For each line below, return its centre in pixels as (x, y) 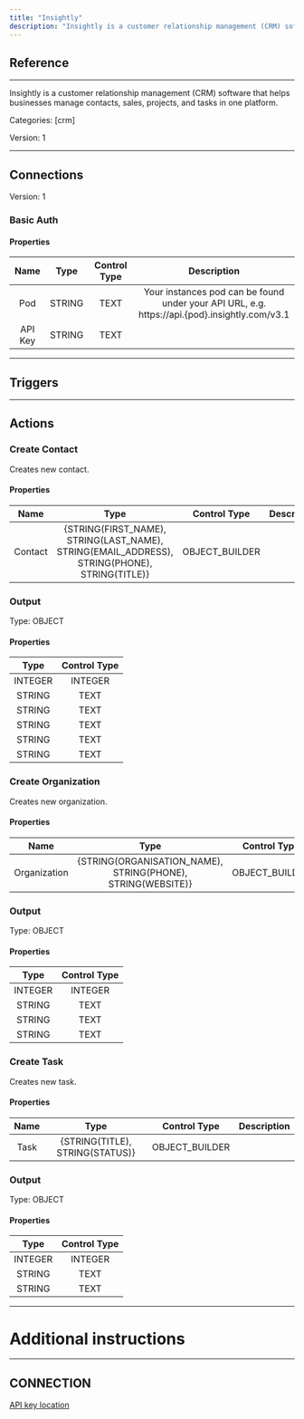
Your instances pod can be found (214, 292)
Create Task (37, 1062)
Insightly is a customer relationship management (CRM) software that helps (150, 93)
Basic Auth (34, 220)
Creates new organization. (58, 801)
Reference (39, 63)
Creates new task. (43, 1081)
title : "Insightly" (46, 18)
